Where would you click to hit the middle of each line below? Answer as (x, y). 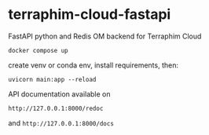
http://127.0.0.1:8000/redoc (56, 108)
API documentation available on (60, 94)
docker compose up (38, 50)
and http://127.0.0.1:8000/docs (61, 122)
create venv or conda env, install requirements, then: (93, 65)
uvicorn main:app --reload (52, 79)
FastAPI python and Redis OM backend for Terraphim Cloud (105, 36)
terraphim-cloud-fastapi (90, 15)
